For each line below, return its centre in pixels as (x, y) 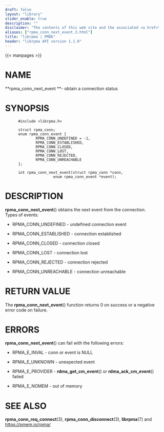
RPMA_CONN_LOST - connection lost (50, 252)
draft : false (18, 10)
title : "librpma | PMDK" (30, 37)
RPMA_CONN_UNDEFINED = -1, (63, 138)
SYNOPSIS (27, 108)
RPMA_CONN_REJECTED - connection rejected (60, 262)
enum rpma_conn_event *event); (85, 177)
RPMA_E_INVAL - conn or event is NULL (52, 352)
